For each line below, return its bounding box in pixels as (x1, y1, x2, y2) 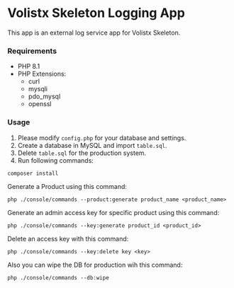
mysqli (28, 85, 48, 93)
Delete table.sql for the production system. (17, 149, 147, 157)
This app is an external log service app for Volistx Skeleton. (7, 28, 181, 37)
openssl (28, 100, 52, 108)
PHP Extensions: (17, 69, 67, 79)
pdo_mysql (28, 92, 61, 100)
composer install (7, 170, 59, 177)
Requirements (7, 46, 57, 56)
